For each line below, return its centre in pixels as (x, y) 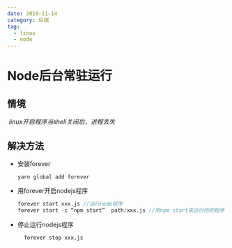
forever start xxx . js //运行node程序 (70, 204)
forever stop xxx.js (54, 238)
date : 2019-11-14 (32, 14)
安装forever (34, 163)
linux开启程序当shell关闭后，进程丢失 (62, 122)
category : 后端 (28, 20)
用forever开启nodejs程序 (53, 190)
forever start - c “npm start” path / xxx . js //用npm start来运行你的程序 (121, 210)
